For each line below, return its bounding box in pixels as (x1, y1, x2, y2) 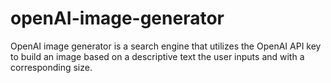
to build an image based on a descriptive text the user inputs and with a (10, 50, 305, 62)
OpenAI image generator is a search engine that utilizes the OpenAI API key (10, 40, 322, 52)
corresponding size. (10, 61, 93, 73)
